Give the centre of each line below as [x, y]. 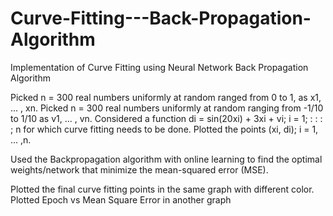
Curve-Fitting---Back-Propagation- [161, 18]
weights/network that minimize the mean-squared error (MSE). [139, 169]
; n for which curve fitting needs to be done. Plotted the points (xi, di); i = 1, [164, 129]
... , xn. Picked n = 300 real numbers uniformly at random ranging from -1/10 [167, 108]
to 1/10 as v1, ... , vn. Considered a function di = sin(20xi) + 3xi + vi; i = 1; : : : [166, 118]
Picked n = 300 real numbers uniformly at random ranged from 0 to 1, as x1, [166, 97]
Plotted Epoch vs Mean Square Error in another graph [121, 199]
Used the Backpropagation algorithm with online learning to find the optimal [166, 159]
